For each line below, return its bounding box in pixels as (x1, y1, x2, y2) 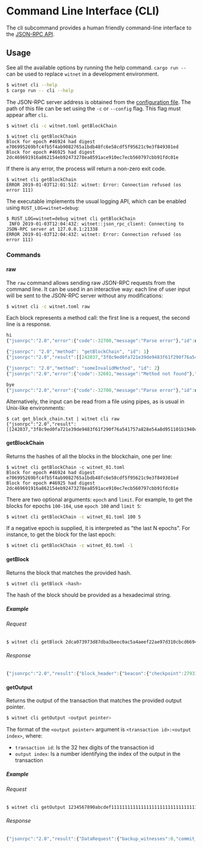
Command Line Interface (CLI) (6, 4, 160, 18)
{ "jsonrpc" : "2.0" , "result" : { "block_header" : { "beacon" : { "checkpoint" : (6, 671, 185, 677)
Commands (6, 251, 41, 259)
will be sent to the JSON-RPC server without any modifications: (6, 291, 164, 299)
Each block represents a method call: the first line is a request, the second (6, 314, 191, 322)
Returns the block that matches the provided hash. (6, 569, 132, 576)
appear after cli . (6, 111, 48, 118)
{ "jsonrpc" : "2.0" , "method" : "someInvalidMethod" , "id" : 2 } (6, 365, 161, 371)
